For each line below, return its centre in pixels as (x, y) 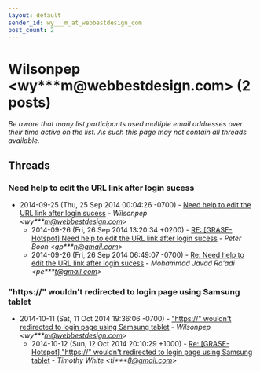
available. (24, 141)
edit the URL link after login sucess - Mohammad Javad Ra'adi (133, 263)
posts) (29, 102)
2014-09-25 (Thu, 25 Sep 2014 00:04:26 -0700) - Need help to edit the (135, 205)
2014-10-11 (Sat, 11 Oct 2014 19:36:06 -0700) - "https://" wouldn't (125, 319)
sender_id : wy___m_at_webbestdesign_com (75, 23)
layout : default (35, 15)
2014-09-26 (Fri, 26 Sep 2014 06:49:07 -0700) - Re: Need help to (138, 255)
